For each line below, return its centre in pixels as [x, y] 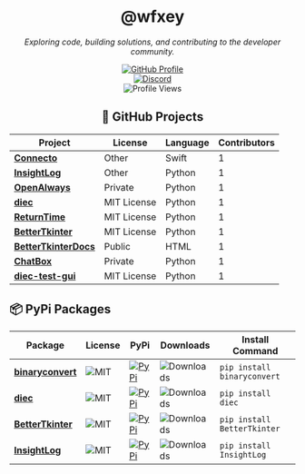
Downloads [185, 345]
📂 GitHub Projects [152, 117]
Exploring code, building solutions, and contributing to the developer [152, 42]
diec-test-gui [45, 276]
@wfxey [152, 17]
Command [256, 351]
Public [118, 246]
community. [152, 51]
